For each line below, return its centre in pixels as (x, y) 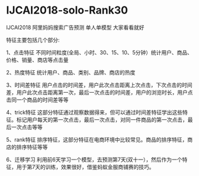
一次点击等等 (27, 127)
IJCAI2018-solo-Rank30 (67, 10)
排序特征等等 (32, 147)
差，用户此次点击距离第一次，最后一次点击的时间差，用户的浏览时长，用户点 (99, 92)
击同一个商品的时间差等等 (37, 100)
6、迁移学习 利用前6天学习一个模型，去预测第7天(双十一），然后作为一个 (94, 159)
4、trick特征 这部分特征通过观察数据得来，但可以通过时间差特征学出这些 (94, 112)
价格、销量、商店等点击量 (37, 60)
